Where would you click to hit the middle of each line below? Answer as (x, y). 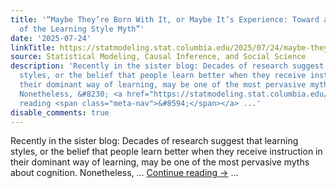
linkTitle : (33, 47)
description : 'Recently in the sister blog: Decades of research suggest (167, 66)
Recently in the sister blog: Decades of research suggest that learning (154, 141)
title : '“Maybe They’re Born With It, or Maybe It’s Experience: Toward (165, 19)
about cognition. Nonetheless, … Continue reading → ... (124, 173)
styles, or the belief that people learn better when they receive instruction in (166, 152)
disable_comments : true (60, 112)
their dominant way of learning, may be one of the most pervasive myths (160, 162)
